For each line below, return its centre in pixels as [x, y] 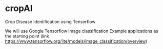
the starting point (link [27, 36]
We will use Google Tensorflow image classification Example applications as [82, 31]
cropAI [19, 8]
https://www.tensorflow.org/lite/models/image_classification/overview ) [76, 41]
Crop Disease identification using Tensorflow [50, 22]
